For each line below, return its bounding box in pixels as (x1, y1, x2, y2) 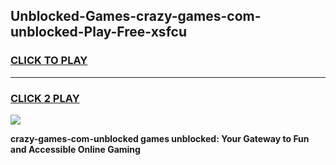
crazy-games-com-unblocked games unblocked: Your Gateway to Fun (10, 132, 310, 144)
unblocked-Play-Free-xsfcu (10, 24, 187, 41)
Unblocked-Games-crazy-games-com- (10, 8, 262, 25)
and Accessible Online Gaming (10, 143, 141, 155)
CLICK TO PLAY (10, 54, 88, 68)
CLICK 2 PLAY (10, 91, 80, 105)
